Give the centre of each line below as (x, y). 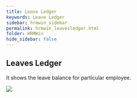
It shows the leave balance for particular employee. (69, 77)
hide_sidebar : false (32, 39)
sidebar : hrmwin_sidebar (37, 23)
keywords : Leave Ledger (36, 17)
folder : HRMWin (25, 34)
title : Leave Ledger (32, 12)
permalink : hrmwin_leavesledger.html (53, 28)
